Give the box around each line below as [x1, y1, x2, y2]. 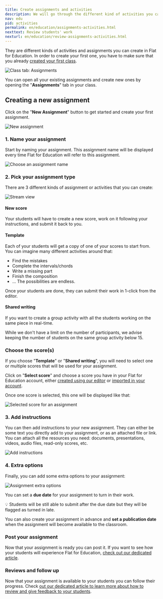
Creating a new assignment [5, 96, 90, 105]
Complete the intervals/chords [12, 263, 73, 269]
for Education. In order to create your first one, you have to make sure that [5, 53, 154, 58]
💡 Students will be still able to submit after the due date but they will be [5, 501, 147, 507]
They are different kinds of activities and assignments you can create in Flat [5, 47, 157, 54]
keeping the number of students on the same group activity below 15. [5, 334, 144, 341]
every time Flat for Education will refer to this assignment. [5, 152, 120, 158]
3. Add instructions [5, 414, 51, 421]
